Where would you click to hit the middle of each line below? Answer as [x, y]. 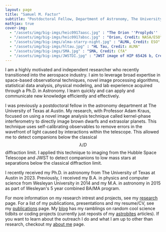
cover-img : [16, 28]
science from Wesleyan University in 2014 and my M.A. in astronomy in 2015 [83, 183]
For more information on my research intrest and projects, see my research [82, 198]
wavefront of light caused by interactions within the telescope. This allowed [82, 132]
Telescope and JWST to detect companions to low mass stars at [71, 158]
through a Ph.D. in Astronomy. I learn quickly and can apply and [70, 91]
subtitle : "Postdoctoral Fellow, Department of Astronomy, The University [84, 19]
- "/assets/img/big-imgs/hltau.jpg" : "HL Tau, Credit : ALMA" [75, 46]
